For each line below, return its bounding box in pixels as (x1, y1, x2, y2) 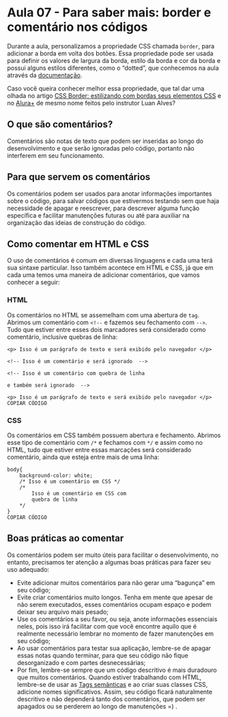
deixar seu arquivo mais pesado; (16, 608, 109, 616)
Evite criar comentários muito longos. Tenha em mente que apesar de (16, 593, 213, 601)
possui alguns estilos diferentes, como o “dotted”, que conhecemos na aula (7, 64, 220, 72)
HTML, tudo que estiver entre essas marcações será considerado (7, 445, 192, 454)
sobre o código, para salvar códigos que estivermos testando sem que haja (7, 196, 220, 205)
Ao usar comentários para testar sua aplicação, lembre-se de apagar (16, 644, 212, 652)
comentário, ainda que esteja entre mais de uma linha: (7, 453, 160, 461)
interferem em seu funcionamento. (7, 151, 104, 159)
